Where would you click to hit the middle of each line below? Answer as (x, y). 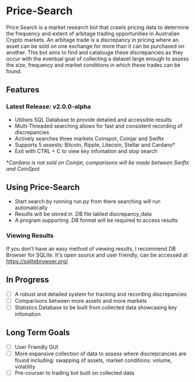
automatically (31, 208)
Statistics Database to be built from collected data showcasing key (96, 307)
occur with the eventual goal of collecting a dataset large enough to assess (97, 59)
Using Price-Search (43, 187)
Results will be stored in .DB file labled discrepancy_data (83, 214)
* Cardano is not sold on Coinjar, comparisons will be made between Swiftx (97, 162)
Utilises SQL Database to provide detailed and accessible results (93, 119)
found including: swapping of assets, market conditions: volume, (93, 360)
